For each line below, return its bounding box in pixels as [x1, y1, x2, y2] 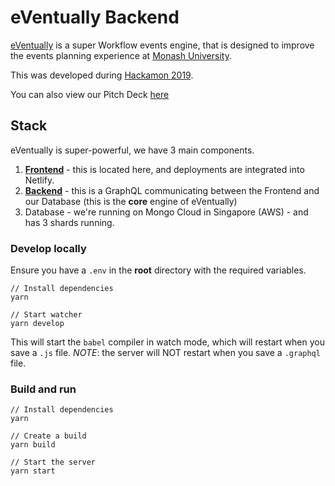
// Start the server [10, 457, 97, 468]
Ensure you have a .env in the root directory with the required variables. [10, 264, 307, 276]
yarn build [10, 440, 56, 450]
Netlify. [24, 174, 55, 186]
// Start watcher [10, 310, 83, 320]
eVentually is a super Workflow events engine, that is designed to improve [10, 39, 315, 51]
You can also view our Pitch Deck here [10, 88, 170, 100]
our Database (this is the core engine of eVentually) [24, 195, 238, 207]
